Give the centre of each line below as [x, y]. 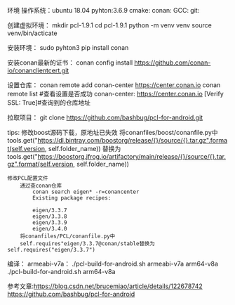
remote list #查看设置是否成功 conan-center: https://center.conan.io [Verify [116, 94]
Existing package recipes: [72, 198]
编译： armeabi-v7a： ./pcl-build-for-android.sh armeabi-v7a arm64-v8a [113, 264]
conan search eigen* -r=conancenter [86, 192]
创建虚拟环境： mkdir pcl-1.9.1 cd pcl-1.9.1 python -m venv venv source [109, 25]
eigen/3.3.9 [50, 223]
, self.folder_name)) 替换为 [83, 149]
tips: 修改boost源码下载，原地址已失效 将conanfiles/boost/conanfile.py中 [113, 132]
